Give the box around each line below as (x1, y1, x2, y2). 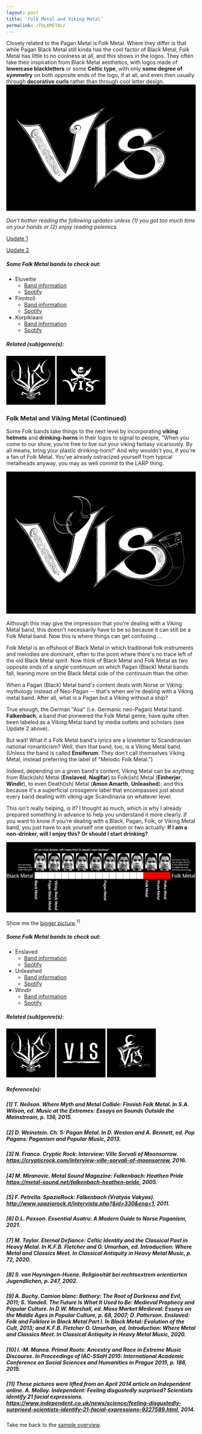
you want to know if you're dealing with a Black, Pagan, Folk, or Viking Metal (6, 818, 195, 825)
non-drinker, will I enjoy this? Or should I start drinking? (6, 830, 148, 838)
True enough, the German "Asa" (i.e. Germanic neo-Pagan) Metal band (6, 706, 182, 713)
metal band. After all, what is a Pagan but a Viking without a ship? (6, 694, 168, 702)
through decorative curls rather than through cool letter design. (6, 78, 165, 85)
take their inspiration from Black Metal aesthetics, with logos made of (6, 59, 178, 66)
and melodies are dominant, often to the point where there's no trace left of (6, 651, 193, 658)
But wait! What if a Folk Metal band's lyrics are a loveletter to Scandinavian (6, 737, 191, 744)
